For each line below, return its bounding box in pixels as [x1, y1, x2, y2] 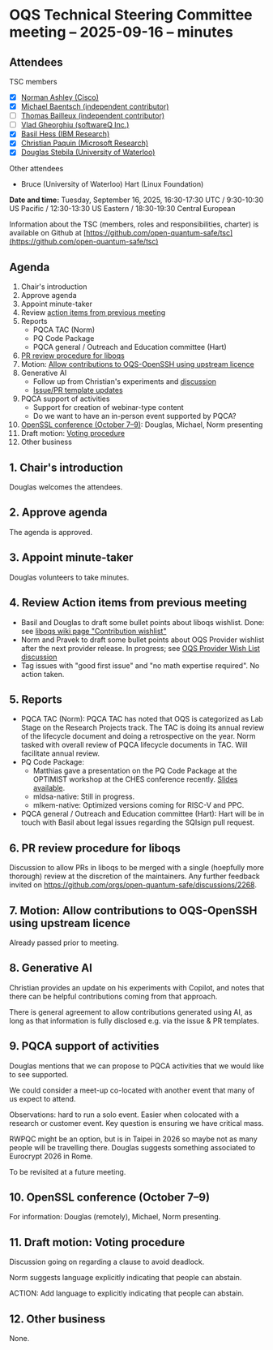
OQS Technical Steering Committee [9, 6, 254, 24]
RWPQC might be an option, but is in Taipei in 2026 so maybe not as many [9, 1134, 258, 1144]
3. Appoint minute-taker [9, 550, 134, 565]
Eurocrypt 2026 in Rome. [9, 1151, 93, 1161]
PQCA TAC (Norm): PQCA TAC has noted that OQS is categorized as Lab [20, 714, 264, 724]
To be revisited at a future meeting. [9, 1167, 126, 1176]
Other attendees [9, 164, 64, 174]
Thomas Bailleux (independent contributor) [20, 111, 165, 121]
